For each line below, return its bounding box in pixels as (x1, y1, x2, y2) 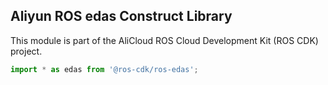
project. (10, 45, 43, 57)
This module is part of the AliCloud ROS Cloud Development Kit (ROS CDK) (10, 34, 319, 46)
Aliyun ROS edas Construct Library (10, 8, 233, 25)
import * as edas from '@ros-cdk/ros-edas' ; (10, 64, 199, 74)
